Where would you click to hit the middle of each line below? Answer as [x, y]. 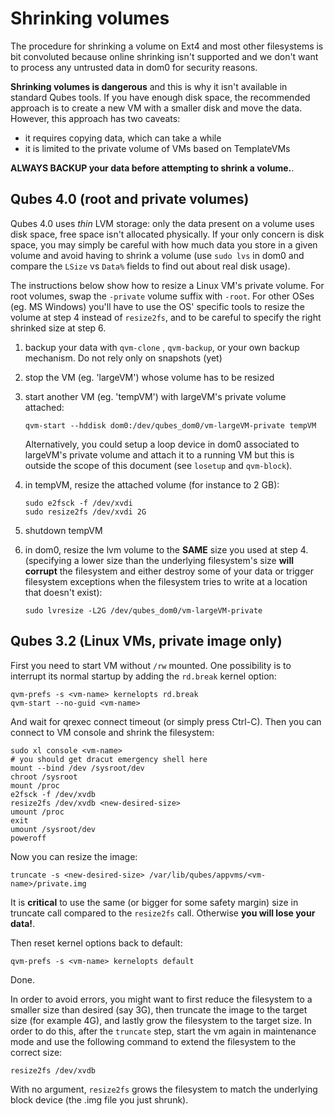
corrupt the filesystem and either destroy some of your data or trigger [169, 571]
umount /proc [37, 812]
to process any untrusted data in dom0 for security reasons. [134, 67]
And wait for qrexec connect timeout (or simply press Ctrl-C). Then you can [166, 721]
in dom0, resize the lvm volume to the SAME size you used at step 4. [166, 549]
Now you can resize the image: [74, 856]
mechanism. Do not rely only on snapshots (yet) [123, 358]
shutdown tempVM [63, 530]
